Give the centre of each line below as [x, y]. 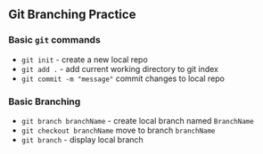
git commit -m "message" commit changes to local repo [123, 78]
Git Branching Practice [72, 15]
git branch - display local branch [82, 139]
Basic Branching [45, 101]
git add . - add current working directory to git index [120, 69]
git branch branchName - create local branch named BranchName [138, 120]
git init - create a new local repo [84, 59]
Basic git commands [55, 40]
